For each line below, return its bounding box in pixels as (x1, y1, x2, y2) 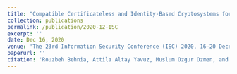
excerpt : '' (7, 30, 42, 37)
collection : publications (7, 17, 83, 24)
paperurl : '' (7, 50, 46, 57)
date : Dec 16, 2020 (7, 37, 65, 44)
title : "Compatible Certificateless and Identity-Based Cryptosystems (7, 10, 219, 18)
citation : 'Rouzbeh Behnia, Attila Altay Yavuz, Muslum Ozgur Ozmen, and (7, 56, 229, 63)
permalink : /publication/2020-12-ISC (7, 23, 119, 30)
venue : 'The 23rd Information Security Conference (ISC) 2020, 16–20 (7, 43, 217, 50)
